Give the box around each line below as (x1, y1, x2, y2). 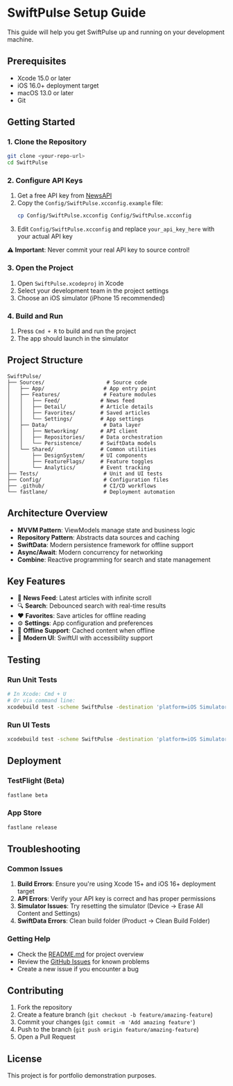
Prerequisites (7, 56, 67, 67)
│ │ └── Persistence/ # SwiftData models (7, 439, 157, 446)
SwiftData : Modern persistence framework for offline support (17, 540, 194, 549)
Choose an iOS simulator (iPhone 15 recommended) (17, 293, 165, 302)
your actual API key (17, 232, 73, 241)
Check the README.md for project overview (17, 950, 144, 958)
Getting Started (7, 116, 76, 128)
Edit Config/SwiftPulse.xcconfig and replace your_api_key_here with (17, 225, 215, 234)
